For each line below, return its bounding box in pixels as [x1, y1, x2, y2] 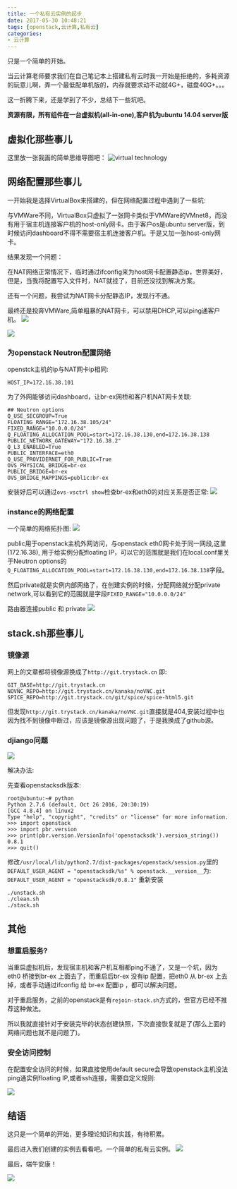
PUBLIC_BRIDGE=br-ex [7, 469, 68, 476]
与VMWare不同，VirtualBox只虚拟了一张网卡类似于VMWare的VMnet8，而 [7, 211, 221, 219]
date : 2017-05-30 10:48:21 [7, 17, 87, 24]
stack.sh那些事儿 [7, 627, 84, 639]
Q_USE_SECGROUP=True [7, 413, 68, 420]
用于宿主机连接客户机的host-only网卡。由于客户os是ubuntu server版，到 [13, 219, 225, 228]
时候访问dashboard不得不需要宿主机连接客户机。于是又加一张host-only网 [7, 229, 221, 237]
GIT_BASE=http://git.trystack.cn [7, 682, 106, 689]
